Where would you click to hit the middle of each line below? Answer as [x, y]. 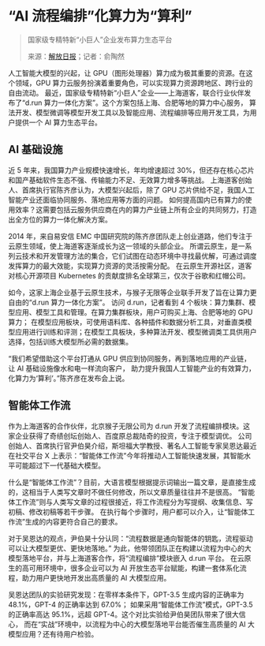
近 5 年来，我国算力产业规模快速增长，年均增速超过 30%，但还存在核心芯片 [131, 170]
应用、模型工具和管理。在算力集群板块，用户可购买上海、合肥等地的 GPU [134, 312]
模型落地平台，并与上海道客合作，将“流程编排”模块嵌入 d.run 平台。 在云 [126, 558]
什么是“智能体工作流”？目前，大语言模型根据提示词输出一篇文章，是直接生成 [132, 482]
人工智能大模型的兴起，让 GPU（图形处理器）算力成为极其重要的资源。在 [127, 73]
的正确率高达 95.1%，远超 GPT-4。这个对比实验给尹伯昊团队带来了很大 [123, 614]
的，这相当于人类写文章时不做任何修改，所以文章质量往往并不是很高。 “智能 [132, 492]
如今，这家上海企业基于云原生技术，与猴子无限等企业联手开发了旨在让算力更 [132, 292]
